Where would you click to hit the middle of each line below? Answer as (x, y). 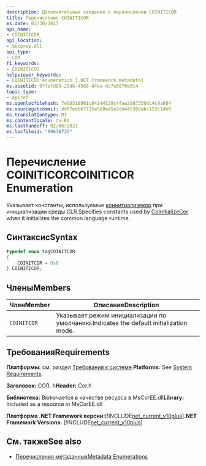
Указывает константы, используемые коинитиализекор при (85, 205)
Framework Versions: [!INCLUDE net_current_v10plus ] (74, 422)
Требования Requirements (58, 352)
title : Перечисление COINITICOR (48, 18)
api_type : (19, 52)
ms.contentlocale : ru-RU (38, 120)
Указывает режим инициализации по (111, 315)
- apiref (17, 97)
